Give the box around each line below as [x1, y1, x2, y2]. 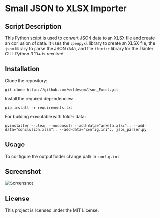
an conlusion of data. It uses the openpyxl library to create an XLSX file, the [5, 40, 156, 46]
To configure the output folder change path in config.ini [5, 153, 120, 159]
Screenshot [5, 167, 41, 176]
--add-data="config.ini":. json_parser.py [59, 127, 147, 132]
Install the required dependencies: [5, 95, 74, 101]
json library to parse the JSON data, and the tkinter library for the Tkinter [5, 46, 154, 51]
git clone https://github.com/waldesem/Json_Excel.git [5, 87, 119, 92]
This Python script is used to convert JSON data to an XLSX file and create [5, 35, 155, 41]
